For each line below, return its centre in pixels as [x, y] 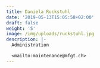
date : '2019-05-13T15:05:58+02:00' [50, 17]
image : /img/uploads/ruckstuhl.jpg [50, 34]
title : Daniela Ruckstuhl [38, 12]
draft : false [22, 23]
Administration [30, 45]
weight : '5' [21, 28]
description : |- [26, 39]
